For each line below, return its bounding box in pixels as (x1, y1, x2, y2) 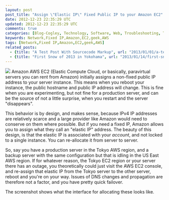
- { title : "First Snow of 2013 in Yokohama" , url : (10, 54, 118, 59)
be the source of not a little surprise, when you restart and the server (5, 95, 148, 101)
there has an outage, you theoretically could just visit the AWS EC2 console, (5, 163, 162, 169)
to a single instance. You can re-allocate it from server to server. (5, 137, 138, 144)
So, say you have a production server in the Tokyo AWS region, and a (5, 147, 149, 153)
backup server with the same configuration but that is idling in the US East (5, 152, 159, 159)
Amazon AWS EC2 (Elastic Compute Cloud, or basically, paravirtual (11, 69, 151, 75)
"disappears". (5, 101, 34, 107)
